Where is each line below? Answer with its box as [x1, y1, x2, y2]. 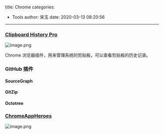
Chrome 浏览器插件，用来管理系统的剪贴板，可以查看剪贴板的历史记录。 [5, 52, 151, 58]
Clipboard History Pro [5, 31, 58, 38]
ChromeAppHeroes [5, 112, 52, 119]
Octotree [5, 100, 23, 106]
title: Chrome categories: [5, 4, 55, 10]
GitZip [5, 89, 18, 95]
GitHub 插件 [5, 66, 34, 73]
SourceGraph [5, 78, 33, 84]
